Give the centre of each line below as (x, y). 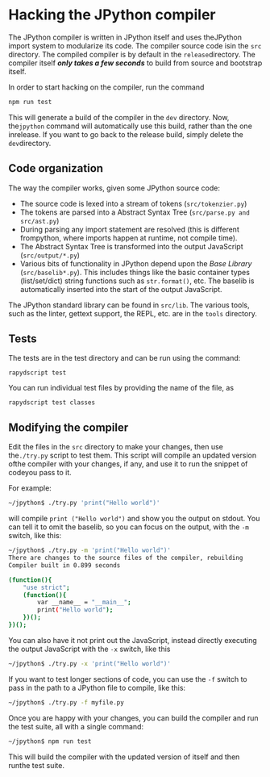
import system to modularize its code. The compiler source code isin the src (135, 45)
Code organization (56, 168)
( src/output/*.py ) (50, 255)
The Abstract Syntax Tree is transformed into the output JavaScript (131, 246)
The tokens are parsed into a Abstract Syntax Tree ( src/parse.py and (135, 212)
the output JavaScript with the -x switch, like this (89, 649)
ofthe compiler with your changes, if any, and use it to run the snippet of (128, 464)
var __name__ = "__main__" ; (84, 603)
